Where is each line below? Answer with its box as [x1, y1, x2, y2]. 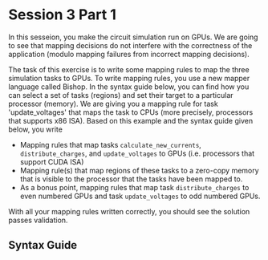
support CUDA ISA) [19, 156, 84, 166]
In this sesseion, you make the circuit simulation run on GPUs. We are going [8, 32, 258, 42]
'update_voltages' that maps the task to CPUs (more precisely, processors [8, 107, 254, 117]
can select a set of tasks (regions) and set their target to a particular [8, 90, 234, 100]
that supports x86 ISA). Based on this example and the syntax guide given [8, 116, 254, 125]
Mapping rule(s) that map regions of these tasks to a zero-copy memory [19, 165, 259, 175]
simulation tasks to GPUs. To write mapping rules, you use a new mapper [8, 73, 250, 83]
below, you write [8, 124, 63, 134]
